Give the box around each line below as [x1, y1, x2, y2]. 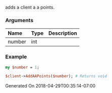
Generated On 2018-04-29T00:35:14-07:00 [5, 83, 96, 89]
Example [5, 53, 27, 60]
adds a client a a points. [5, 5, 54, 10]
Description [48, 30, 77, 37]
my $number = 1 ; [5, 65, 39, 70]
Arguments [5, 17, 34, 24]
